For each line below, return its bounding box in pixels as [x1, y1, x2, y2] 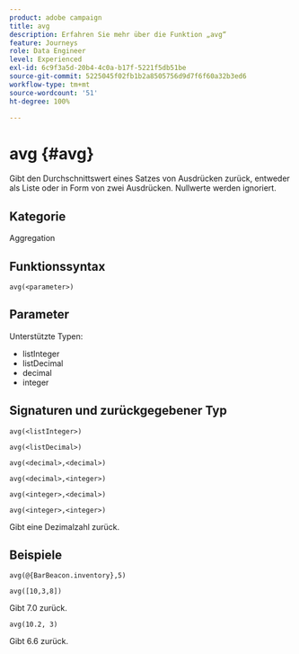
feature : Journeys [9, 38, 78, 48]
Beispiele [9, 547, 63, 562]
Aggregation [9, 233, 56, 244]
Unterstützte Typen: [9, 330, 84, 342]
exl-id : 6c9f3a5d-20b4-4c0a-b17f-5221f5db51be [9, 64, 187, 73]
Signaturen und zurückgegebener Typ [9, 403, 227, 418]
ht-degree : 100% [9, 96, 70, 106]
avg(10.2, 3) [9, 620, 58, 630]
